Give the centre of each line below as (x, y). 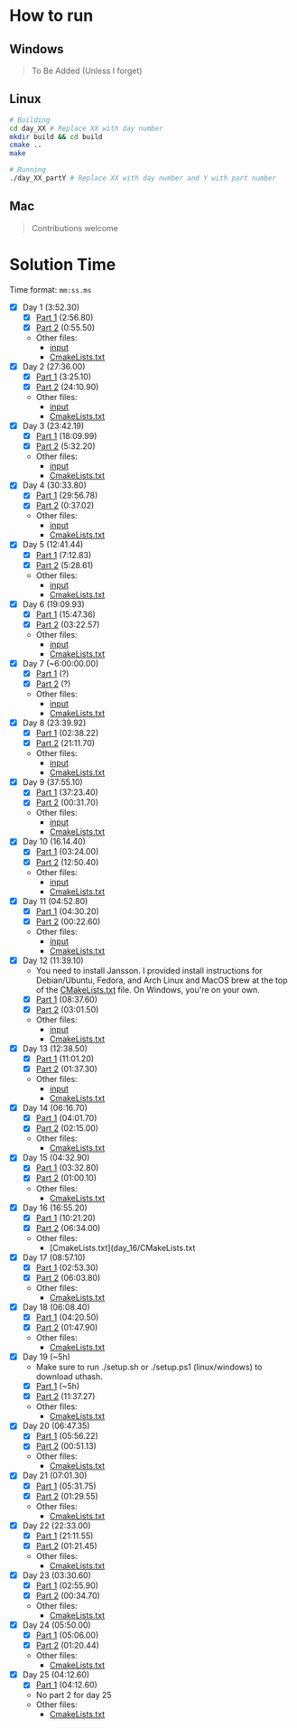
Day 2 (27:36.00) (54, 366)
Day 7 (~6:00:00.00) (60, 663)
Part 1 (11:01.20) (65, 1059)
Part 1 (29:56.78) (67, 495)
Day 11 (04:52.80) (55, 901)
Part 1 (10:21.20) (66, 1218)
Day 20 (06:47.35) (56, 1426)
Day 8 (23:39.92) (54, 723)
